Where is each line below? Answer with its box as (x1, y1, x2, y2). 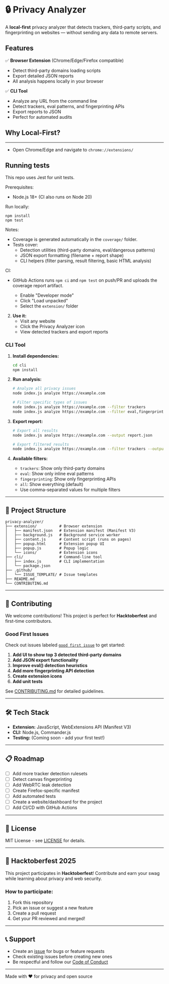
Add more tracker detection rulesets (12, 770, 88, 776)
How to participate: (5, 888, 53, 895)
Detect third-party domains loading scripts (12, 67, 101, 73)
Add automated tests (12, 793, 56, 799)
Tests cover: (12, 242, 39, 248)
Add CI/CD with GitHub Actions (12, 804, 77, 810)
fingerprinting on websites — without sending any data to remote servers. (5, 29, 158, 35)
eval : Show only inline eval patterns (20, 471, 94, 477)
